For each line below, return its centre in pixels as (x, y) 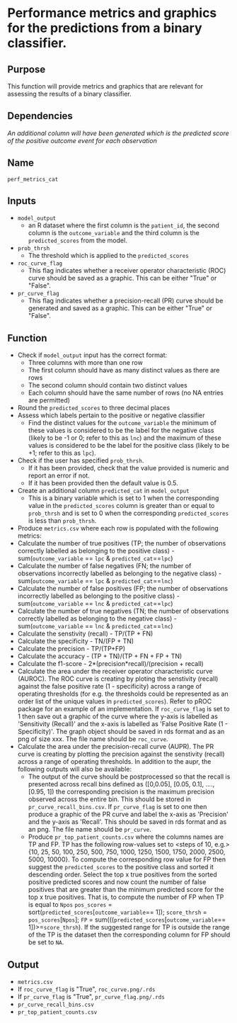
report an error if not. (59, 475)
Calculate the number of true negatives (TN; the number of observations (123, 611)
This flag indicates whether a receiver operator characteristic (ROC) (127, 271)
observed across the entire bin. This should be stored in (110, 799)
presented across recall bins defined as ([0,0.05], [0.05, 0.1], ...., (121, 784)
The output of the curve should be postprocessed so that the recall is (129, 776)
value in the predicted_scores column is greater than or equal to (121, 506)
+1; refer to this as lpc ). (62, 453)
